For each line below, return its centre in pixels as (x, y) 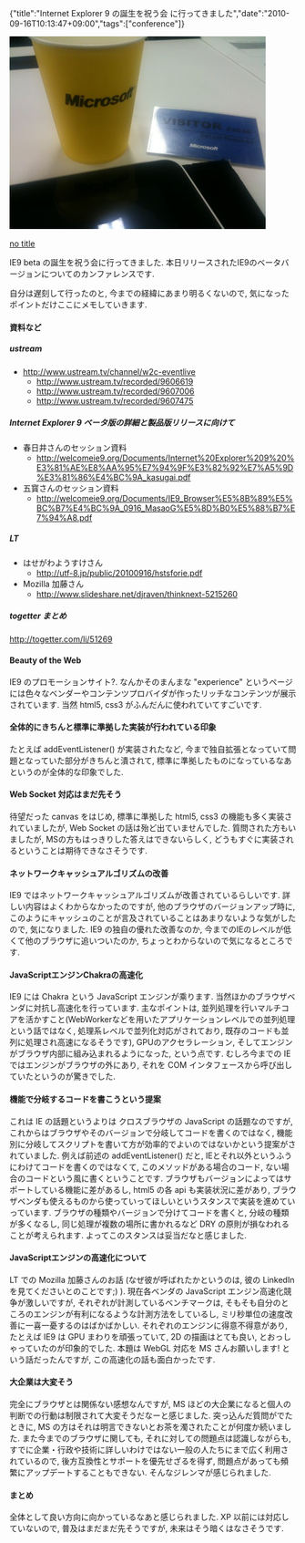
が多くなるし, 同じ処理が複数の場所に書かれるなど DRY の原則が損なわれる (149, 1224)
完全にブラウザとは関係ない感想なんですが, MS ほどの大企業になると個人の (150, 1404)
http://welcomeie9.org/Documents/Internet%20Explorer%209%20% (165, 458)
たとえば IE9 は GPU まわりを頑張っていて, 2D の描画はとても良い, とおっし (150, 1336)
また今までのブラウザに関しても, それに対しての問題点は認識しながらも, (156, 1438)
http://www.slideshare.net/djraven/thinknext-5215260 (137, 594)
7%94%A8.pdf (64, 517)
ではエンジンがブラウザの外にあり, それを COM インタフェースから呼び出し (151, 1065)
